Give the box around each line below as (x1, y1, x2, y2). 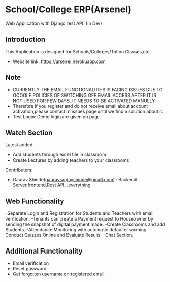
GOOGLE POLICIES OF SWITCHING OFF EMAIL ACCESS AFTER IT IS (12, 92, 156, 98)
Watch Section (5, 128, 53, 137)
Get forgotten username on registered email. (12, 271, 106, 277)
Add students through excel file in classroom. (12, 151, 108, 158)
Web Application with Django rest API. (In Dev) (5, 20, 103, 26)
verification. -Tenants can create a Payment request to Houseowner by (5, 216, 153, 222)
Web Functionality (5, 197, 64, 205)
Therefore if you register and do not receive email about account (12, 103, 148, 109)
